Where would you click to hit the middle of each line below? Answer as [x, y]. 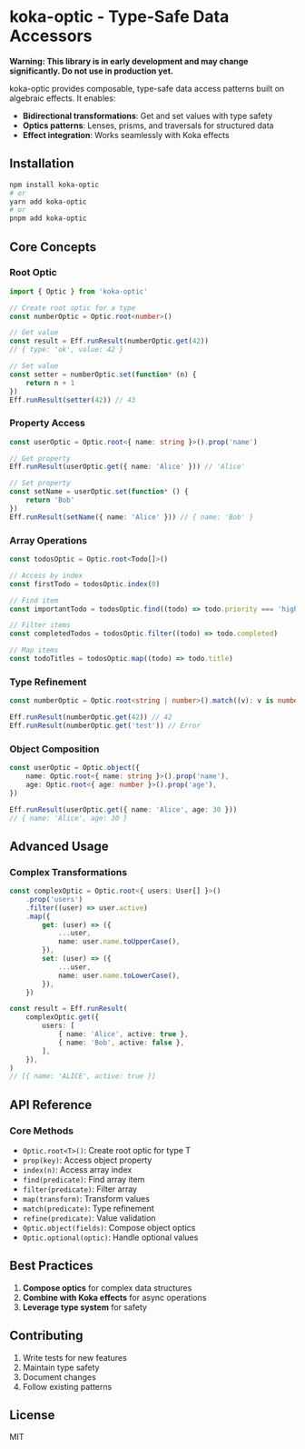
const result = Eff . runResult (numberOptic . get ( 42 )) [109, 341]
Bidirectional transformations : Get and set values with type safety [148, 115]
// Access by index [46, 575]
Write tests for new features [74, 1357]
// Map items [34, 650]
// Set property [40, 484]
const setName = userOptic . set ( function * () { [99, 492]
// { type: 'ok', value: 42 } [67, 350]
